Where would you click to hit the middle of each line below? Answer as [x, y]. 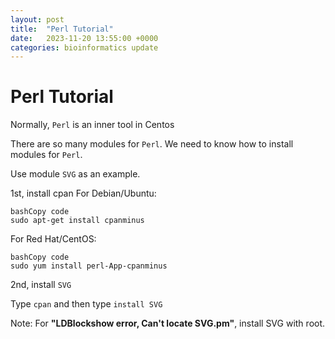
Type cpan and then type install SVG [86, 304]
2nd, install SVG [41, 285]
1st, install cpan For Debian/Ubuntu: [83, 193]
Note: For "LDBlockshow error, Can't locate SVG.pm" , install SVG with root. [168, 323]
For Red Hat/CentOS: [53, 239]
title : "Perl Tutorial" [62, 29]
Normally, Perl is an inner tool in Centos [92, 125]
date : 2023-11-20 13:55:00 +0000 [84, 38]
